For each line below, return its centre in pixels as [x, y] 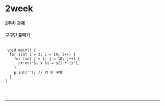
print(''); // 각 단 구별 [38, 72]
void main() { [22, 50]
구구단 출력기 [18, 35]
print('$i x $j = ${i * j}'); [49, 63]
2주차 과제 [15, 23]
